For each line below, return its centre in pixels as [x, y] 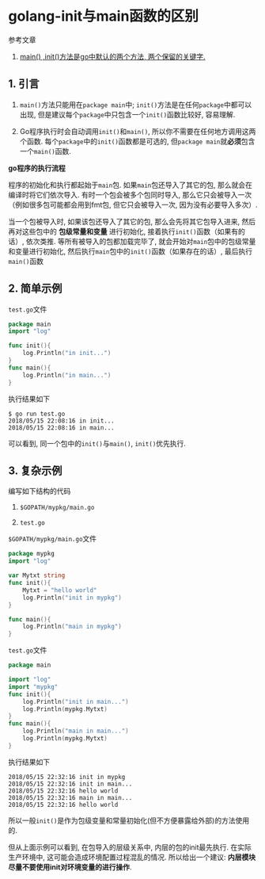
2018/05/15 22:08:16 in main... [61, 428]
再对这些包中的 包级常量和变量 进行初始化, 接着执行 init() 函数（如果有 [123, 231]
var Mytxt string [37, 575]
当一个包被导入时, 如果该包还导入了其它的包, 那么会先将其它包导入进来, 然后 [132, 221]
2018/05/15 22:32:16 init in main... [70, 784]
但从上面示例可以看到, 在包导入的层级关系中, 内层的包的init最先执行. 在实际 [130, 847]
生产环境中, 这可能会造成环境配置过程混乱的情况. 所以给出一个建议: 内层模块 [132, 857]
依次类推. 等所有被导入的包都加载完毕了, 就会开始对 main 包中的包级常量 [141, 241]
